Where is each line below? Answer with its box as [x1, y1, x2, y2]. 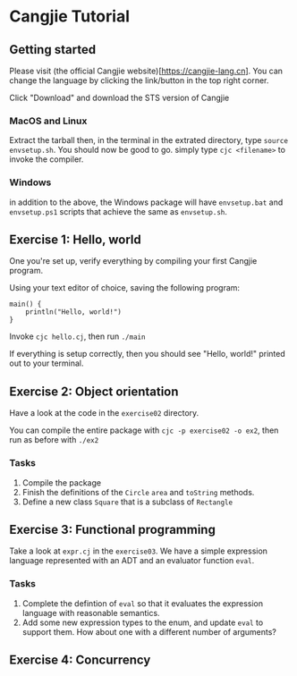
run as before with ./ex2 [9, 435, 99, 445]
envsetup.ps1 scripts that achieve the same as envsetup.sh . [9, 206, 228, 216]
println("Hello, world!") [25, 308, 123, 317]
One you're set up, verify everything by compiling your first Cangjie [9, 256, 258, 266]
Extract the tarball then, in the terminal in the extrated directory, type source [9, 135, 289, 146]
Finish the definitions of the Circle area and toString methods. [21, 486, 255, 497]
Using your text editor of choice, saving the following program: [9, 283, 240, 293]
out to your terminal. [9, 358, 84, 368]
